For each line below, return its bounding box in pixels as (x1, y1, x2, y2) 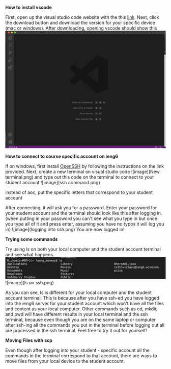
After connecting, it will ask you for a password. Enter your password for (5, 205, 157, 211)
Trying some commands (5, 236, 58, 242)
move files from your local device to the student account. (5, 358, 125, 364)
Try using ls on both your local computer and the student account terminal (5, 246, 161, 252)
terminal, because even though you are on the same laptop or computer (5, 316, 156, 323)
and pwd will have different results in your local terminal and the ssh (5, 311, 148, 317)
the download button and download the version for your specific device (5, 20, 155, 26)
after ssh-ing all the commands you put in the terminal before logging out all (5, 322, 164, 328)
